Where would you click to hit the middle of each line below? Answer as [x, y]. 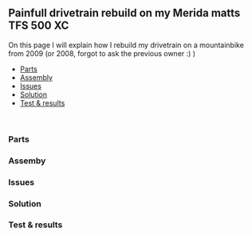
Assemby [27, 161]
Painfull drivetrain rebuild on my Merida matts [124, 13]
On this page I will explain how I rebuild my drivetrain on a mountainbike [126, 45]
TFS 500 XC [39, 26]
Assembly [36, 77]
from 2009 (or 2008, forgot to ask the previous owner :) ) [102, 53]
